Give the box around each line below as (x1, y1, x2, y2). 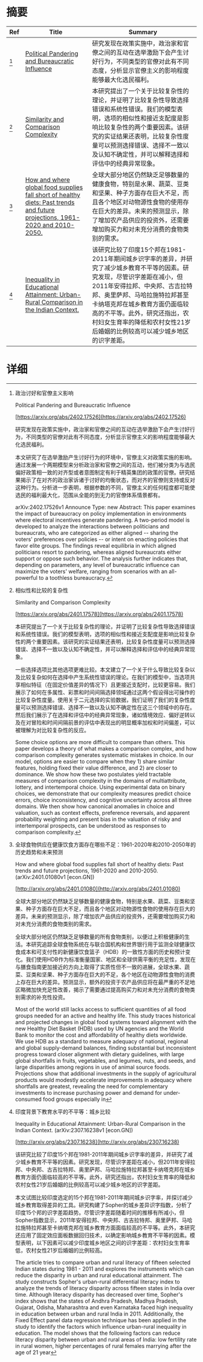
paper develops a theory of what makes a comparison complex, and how (14, 745, 197, 752)
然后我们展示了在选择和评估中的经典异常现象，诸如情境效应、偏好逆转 (14, 711, 190, 718)
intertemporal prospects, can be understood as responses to (14, 822, 167, 829)
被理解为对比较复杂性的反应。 (14, 726, 89, 733)
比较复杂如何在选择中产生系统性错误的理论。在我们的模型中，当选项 (20, 673, 190, 681)
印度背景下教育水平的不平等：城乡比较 (14, 1107, 111, 1115)
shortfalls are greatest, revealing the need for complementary (14, 1083, 168, 1090)
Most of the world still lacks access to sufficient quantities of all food (14, 1005, 186, 1013)
